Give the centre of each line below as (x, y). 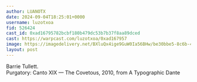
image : (14, 45)
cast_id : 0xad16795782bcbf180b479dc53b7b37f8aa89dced (73, 33)
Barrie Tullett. (22, 66)
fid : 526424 (21, 28)
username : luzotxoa (30, 22)
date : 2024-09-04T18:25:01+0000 (45, 17)
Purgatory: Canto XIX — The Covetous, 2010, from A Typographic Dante (93, 72)
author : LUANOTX (26, 11)
